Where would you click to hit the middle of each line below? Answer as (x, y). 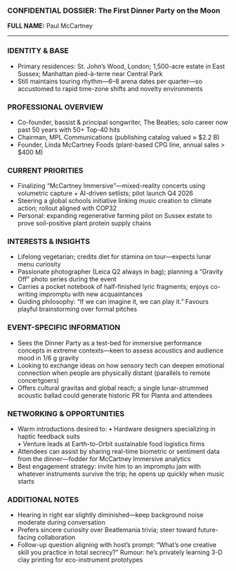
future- (208, 530)
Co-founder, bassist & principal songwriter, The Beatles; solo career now (123, 122)
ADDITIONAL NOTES (43, 499)
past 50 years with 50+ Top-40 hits (69, 130)
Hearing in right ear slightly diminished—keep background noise (110, 515)
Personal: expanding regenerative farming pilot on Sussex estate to (115, 216)
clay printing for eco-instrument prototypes (80, 560)
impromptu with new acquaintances (91, 294)
